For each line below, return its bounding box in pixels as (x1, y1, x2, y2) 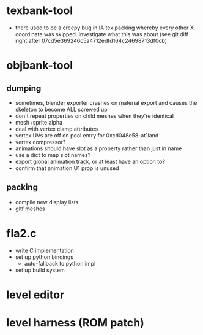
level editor (6, 288, 65, 301)
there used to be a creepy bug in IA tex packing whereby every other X (15, 24, 194, 31)
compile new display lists (15, 198, 79, 206)
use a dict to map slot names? (15, 151, 91, 158)
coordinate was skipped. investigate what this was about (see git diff (15, 30, 188, 37)
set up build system (15, 266, 65, 274)
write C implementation (15, 247, 75, 254)
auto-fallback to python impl (24, 260, 96, 267)
